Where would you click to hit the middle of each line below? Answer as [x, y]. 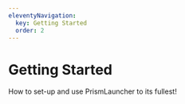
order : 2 [30, 30]
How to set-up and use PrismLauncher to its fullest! [92, 91]
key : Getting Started [51, 23]
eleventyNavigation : [43, 15]
